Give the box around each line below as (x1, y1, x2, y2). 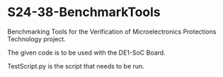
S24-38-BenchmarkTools (7, 4, 161, 20)
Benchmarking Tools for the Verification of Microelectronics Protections (7, 27, 217, 36)
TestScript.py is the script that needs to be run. (7, 62, 145, 70)
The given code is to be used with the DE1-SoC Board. (7, 48, 166, 57)
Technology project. (7, 34, 66, 43)
